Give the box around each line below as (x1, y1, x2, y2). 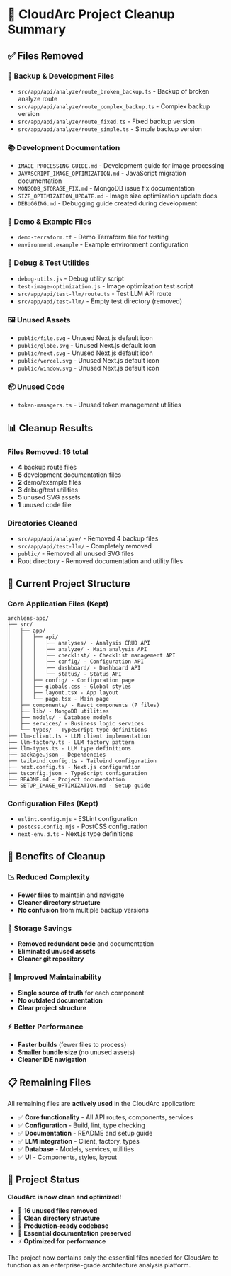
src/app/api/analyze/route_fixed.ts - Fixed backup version (17, 117, 195, 125)
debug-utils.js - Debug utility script (17, 274, 125, 283)
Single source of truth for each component (17, 988, 145, 997)
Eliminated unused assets (17, 947, 96, 956)
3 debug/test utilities (17, 485, 79, 495)
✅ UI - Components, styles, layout (17, 1153, 118, 1161)
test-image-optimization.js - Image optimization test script (17, 281, 193, 290)
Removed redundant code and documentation (17, 939, 154, 948)
